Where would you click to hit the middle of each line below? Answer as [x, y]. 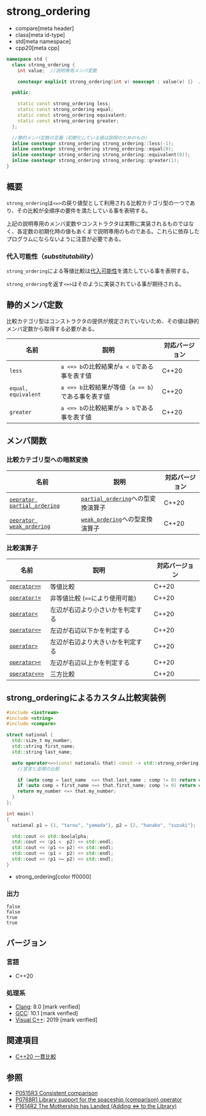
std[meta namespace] [43, 41]
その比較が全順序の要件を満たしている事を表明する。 [84, 211]
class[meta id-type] [40, 34]
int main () [20, 814]
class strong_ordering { [44, 65]
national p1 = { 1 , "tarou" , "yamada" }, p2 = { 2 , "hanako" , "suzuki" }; [104, 825]
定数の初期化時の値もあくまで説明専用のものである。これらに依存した [111, 231]
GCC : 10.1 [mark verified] [47, 1013]
